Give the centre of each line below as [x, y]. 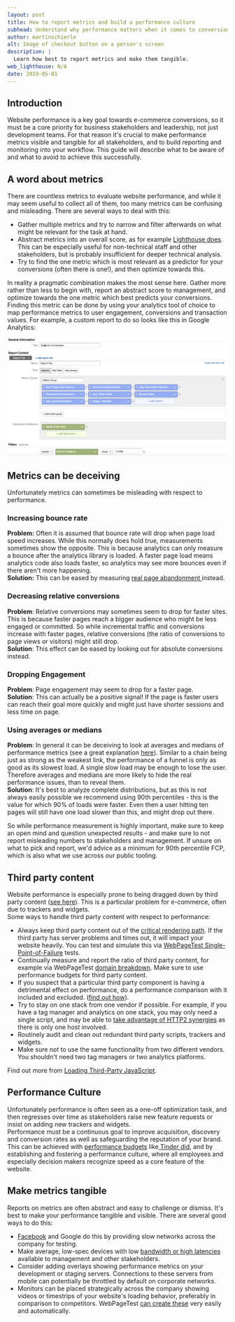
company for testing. [48, 1244]
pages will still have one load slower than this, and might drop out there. [111, 812]
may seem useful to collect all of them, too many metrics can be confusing [115, 204]
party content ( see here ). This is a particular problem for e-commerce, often [117, 902]
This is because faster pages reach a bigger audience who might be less [112, 619]
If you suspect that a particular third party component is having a [111, 983]
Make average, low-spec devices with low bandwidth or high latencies [119, 1251]
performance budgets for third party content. [83, 975]
